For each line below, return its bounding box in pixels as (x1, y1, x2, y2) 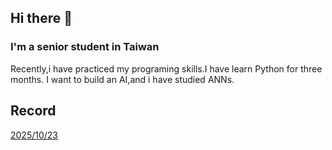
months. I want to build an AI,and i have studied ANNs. (10, 73, 235, 85)
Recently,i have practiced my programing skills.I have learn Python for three (10, 62, 323, 75)
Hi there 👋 (10, 10, 73, 27)
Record (10, 102, 57, 120)
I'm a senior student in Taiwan (10, 40, 160, 54)
